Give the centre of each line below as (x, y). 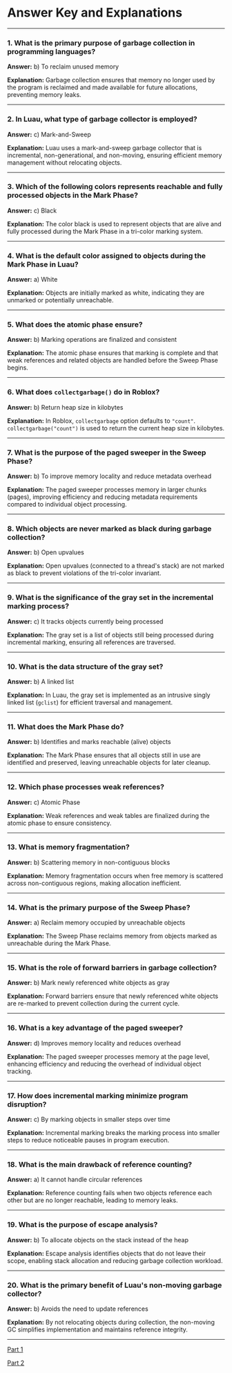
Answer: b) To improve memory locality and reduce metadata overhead (109, 476)
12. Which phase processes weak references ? (86, 787)
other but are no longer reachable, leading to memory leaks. (93, 1200)
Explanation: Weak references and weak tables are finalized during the (108, 815)
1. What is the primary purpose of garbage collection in (101, 43)
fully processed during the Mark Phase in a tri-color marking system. (105, 231)
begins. (18, 367)
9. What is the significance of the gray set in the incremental (110, 598)
